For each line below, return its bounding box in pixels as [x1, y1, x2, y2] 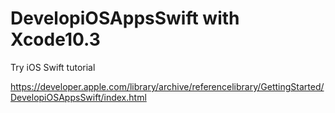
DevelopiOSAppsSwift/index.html [10, 91, 147, 103]
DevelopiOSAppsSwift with [10, 7, 240, 30]
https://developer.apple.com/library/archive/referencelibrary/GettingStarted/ [10, 80, 325, 92]
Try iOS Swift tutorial [10, 61, 96, 73]
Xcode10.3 [10, 28, 101, 51]
